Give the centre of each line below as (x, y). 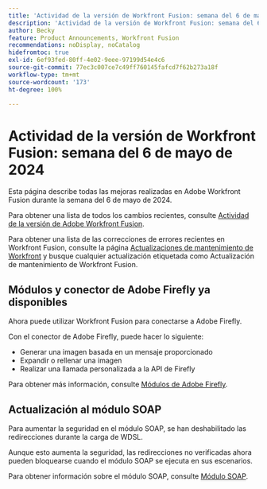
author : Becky (32, 30)
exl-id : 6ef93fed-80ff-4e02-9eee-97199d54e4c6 (87, 60)
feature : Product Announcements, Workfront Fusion (94, 38)
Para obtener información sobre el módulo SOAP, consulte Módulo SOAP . (128, 476)
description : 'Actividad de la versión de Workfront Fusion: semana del (131, 23)
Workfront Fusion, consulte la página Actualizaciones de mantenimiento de (131, 248)
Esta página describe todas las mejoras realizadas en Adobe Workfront (124, 192)
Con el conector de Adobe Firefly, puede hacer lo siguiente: (106, 337)
